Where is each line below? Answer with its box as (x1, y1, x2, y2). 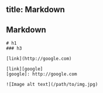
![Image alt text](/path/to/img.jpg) (6, 82, 98, 88)
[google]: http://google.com (6, 71, 77, 77)
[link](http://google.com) (6, 56, 72, 62)
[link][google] (6, 66, 43, 72)
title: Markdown (6, 5, 66, 15)
